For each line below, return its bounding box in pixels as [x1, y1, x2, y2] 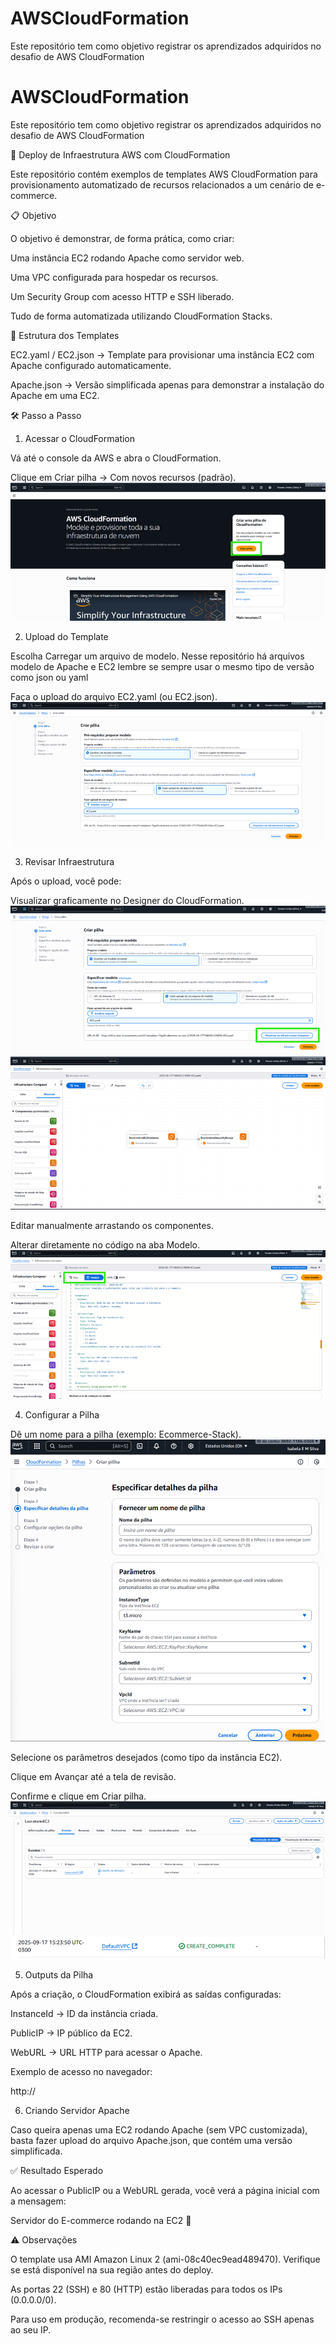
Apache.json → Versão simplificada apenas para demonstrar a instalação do [10, 378, 325, 391]
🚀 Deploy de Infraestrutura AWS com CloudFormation [10, 148, 231, 161]
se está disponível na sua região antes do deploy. [10, 2264, 214, 2276]
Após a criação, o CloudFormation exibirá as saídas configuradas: [10, 1988, 282, 2001]
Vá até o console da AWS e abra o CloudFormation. [10, 452, 222, 464]
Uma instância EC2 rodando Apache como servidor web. [10, 252, 245, 264]
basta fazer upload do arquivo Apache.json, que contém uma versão [10, 2135, 293, 2147]
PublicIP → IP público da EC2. [10, 2027, 133, 2039]
